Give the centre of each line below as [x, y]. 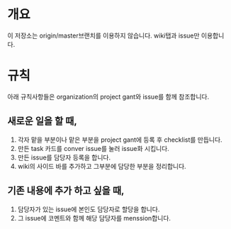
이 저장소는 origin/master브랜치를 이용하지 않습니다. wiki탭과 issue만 [103, 35]
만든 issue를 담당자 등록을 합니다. [64, 157]
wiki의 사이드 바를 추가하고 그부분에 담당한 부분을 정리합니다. [102, 166]
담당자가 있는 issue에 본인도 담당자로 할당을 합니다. [89, 209]
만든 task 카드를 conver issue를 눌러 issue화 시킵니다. [94, 148]
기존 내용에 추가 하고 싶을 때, [66, 191]
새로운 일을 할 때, [43, 121]
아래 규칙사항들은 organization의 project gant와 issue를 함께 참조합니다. [108, 96]
